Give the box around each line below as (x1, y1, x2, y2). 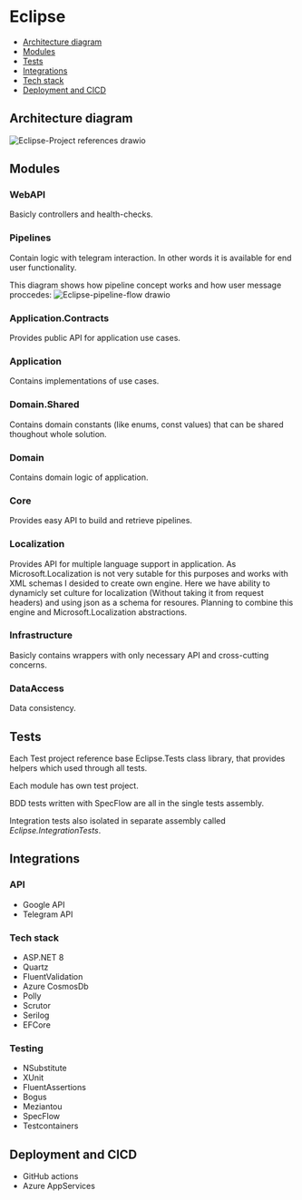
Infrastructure (9, 629, 73, 641)
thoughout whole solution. (9, 428, 107, 439)
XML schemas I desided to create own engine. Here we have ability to (9, 578, 270, 589)
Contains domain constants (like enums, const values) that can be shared (9, 419, 284, 430)
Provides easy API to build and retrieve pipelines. (9, 515, 193, 526)
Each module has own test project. (9, 780, 139, 791)
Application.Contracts (9, 311, 110, 324)
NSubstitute (22, 1063, 68, 1074)
